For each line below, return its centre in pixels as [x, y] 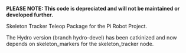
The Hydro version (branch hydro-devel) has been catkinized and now [92, 37]
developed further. [30, 15]
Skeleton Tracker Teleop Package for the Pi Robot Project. [77, 26]
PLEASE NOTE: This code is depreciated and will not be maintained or [93, 9]
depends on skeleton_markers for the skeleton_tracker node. [80, 44]
